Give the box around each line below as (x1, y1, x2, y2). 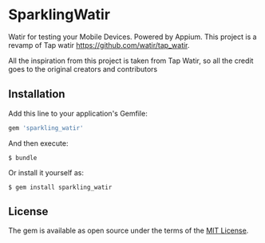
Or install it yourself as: (8, 167, 84, 177)
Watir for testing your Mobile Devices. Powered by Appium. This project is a (8, 32, 257, 41)
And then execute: (8, 138, 69, 148)
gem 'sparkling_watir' (8, 123, 84, 132)
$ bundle (8, 154, 38, 162)
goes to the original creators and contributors (8, 64, 158, 73)
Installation (8, 88, 65, 101)
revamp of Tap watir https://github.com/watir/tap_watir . (8, 40, 190, 49)
